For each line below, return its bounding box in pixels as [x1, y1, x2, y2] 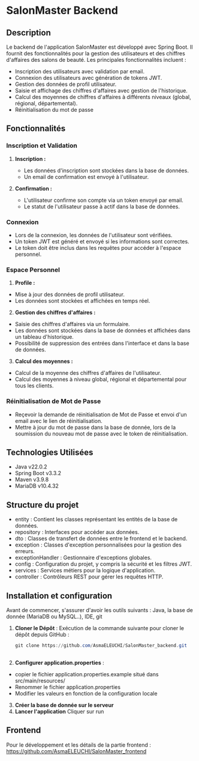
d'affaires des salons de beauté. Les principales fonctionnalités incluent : [6, 56, 187, 63]
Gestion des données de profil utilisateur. [14, 80, 117, 88]
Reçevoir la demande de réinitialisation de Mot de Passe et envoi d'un [14, 411, 187, 418]
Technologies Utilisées [6, 447, 94, 457]
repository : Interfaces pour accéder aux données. [14, 529, 140, 536]
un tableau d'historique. [14, 333, 74, 341]
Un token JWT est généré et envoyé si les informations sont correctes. [14, 238, 190, 245]
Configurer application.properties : [14, 659, 104, 666]
